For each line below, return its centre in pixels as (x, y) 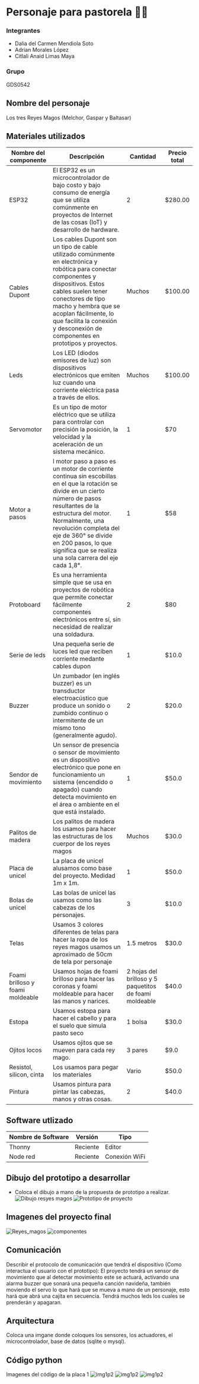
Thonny (20, 1147)
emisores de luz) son (82, 361)
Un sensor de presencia (86, 745)
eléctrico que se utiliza (84, 415)
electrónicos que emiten (86, 375)
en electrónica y (75, 262)
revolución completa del (86, 528)
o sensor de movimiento (86, 753)
